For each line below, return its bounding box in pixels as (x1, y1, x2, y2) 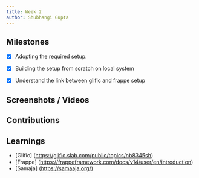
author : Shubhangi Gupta (6, 14, 69, 21)
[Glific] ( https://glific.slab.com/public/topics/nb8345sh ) (15, 152, 154, 159)
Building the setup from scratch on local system (15, 65, 134, 72)
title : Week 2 (6, 8, 42, 15)
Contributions (6, 115, 60, 126)
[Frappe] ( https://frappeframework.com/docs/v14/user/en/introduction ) (15, 158, 194, 166)
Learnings (6, 136, 45, 146)
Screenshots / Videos (6, 95, 90, 105)
